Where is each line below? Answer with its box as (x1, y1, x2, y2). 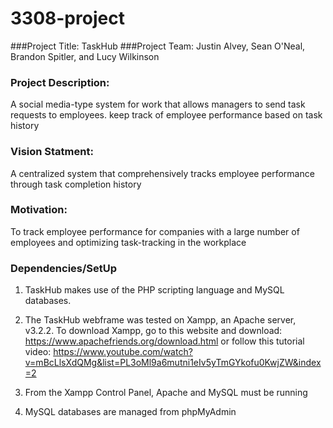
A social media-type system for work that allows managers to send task (10, 98, 306, 111)
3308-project (10, 7, 125, 30)
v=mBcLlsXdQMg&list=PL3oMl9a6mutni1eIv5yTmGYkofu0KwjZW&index (24, 357, 322, 369)
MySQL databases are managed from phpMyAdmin (24, 406, 237, 418)
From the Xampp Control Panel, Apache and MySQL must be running (24, 387, 308, 399)
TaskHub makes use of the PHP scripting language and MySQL (24, 284, 285, 296)
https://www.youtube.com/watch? (53, 346, 193, 358)
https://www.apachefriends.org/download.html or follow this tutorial (24, 335, 305, 347)
